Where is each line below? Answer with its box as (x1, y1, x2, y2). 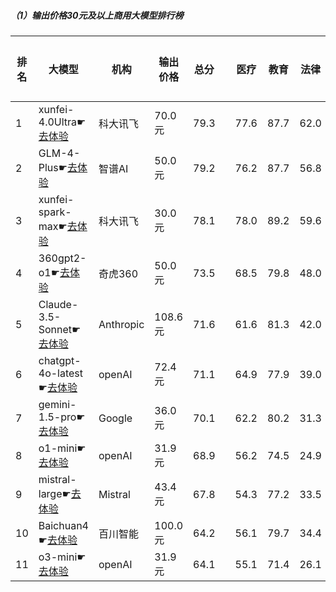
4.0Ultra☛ (38, 115, 87, 129)
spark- (38, 205, 72, 219)
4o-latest (38, 366, 84, 380)
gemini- (38, 397, 77, 411)
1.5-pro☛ (38, 410, 86, 424)
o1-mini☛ (38, 441, 87, 455)
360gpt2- (38, 251, 87, 265)
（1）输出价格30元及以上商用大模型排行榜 (10, 9, 184, 21)
